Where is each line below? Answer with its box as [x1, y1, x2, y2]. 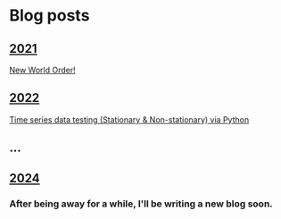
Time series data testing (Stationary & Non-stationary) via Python [9, 114, 250, 125]
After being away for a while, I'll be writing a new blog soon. [9, 198, 274, 210]
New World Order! [9, 64, 76, 75]
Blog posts [9, 5, 90, 26]
